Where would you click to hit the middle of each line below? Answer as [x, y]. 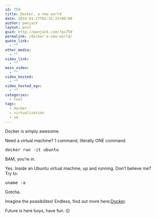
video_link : [17, 59]
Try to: [12, 173]
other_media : [18, 50]
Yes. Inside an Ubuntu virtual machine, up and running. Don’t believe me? [78, 168]
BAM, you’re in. [20, 159]
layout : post [18, 28]
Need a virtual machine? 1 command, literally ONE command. [66, 140]
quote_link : [17, 41]
